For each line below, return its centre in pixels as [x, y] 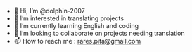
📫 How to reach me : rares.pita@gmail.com [77, 41]
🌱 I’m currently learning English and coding [76, 26]
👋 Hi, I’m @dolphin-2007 [50, 11]
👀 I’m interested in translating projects [69, 18]
